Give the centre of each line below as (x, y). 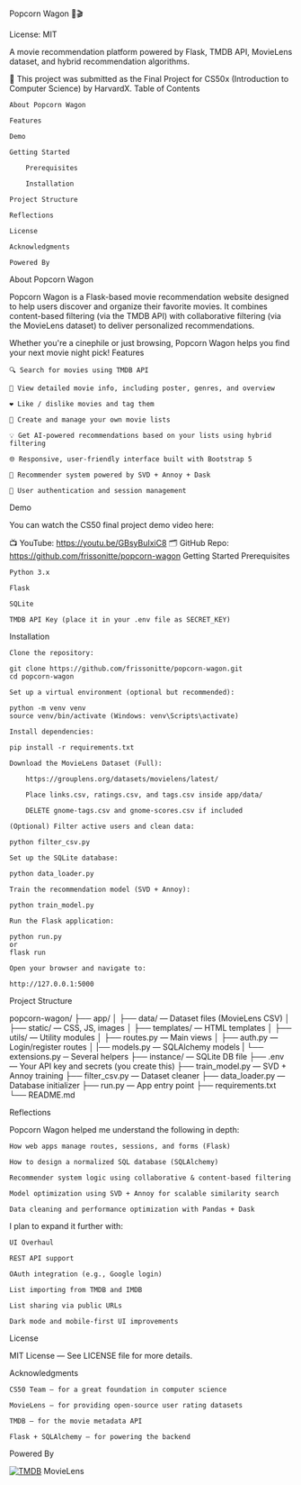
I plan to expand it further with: (66, 1226)
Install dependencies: (52, 732)
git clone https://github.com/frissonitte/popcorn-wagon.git (126, 669)
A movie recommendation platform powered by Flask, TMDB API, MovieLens (151, 52)
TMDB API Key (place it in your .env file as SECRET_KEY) (120, 620)
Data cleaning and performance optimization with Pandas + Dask (132, 1209)
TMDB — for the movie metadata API (76, 1421)
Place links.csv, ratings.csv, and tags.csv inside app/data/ (144, 795)
